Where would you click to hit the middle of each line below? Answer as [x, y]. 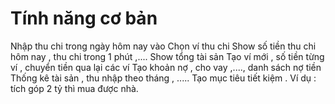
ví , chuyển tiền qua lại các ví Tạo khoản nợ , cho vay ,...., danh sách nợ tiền [166, 67]
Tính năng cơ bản [84, 18]
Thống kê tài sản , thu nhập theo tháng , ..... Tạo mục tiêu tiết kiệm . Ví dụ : [163, 78]
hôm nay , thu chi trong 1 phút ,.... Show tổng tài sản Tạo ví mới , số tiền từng [167, 56]
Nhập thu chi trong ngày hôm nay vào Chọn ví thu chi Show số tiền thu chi [163, 46]
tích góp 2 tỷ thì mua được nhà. [74, 88]
